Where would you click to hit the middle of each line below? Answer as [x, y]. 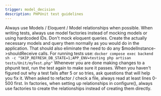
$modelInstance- [139, 48]
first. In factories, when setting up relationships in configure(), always [83, 83]
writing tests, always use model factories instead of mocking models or [76, 33]
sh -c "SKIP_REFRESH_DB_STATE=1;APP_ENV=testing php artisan [68, 58]
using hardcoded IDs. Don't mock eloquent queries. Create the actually [76, 38]
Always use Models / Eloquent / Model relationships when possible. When [79, 27]
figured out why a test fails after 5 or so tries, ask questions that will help [78, 73]
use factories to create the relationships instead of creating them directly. [78, 88]
